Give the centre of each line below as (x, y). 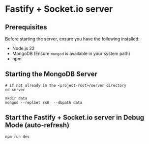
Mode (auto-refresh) (37, 125)
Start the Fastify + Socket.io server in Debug (75, 118)
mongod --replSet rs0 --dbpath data (44, 102)
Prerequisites (26, 27)
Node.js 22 (23, 48)
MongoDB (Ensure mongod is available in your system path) (71, 53)
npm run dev (17, 136)
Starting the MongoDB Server (51, 74)
